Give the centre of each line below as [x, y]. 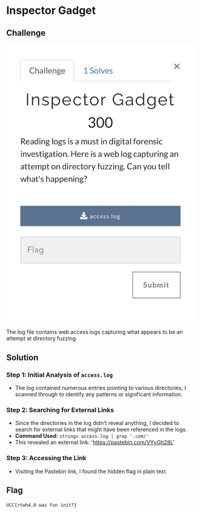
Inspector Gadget [51, 11]
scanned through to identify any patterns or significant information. [99, 394]
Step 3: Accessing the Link [46, 458]
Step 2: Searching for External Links [60, 410]
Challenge [26, 33]
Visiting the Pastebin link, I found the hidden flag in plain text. [91, 471]
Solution [22, 357]
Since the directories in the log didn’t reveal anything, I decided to [97, 423]
